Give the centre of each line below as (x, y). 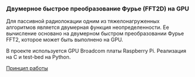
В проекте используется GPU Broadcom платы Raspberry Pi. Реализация (96, 51)
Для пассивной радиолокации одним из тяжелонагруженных (83, 21)
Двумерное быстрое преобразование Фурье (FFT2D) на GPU (98, 9)
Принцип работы (27, 68)
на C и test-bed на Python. (39, 57)
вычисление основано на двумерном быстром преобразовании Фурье (95, 34)
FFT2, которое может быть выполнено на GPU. (65, 40)
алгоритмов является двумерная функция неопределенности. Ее (88, 27)
